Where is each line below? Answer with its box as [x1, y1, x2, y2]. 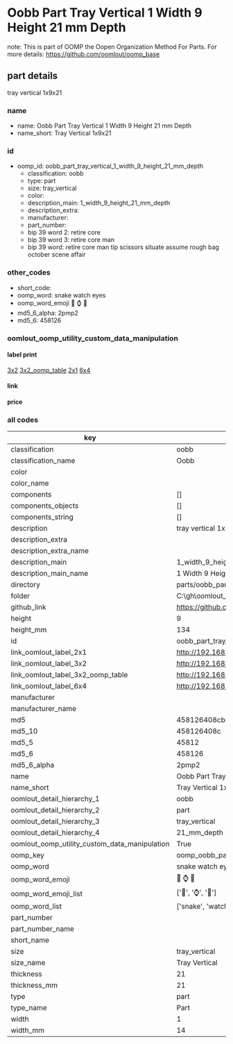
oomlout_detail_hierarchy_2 [10, 805, 100, 815]
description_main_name [10, 569, 89, 579]
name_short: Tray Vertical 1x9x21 [17, 129, 112, 137]
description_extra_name [10, 546, 89, 556]
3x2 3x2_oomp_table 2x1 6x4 [7, 366, 91, 374]
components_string [10, 512, 74, 522]
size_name [10, 958, 46, 968]
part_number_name [10, 924, 74, 934]
